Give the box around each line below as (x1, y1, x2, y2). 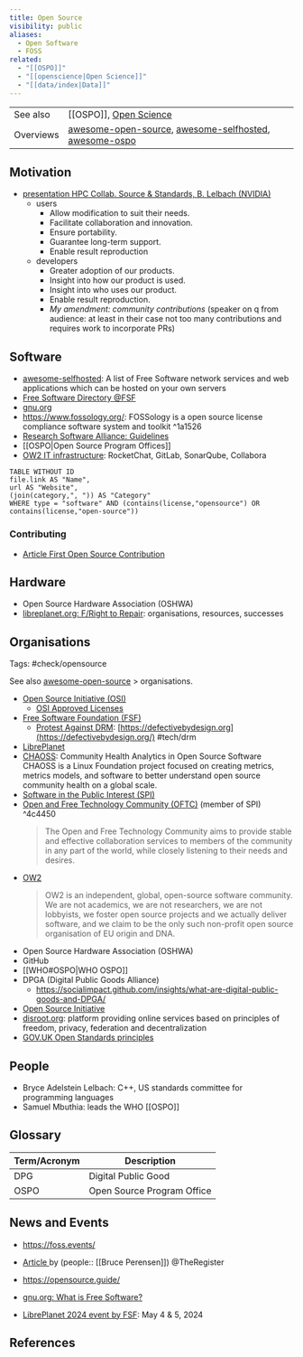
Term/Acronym (14, 1154, 80, 1166)
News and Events (9, 1215, 110, 1231)
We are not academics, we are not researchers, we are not (44, 900, 263, 911)
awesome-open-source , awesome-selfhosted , (67, 123, 271, 136)
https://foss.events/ (22, 1239, 96, 1249)
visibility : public (9, 22, 83, 31)
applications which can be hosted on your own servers (22, 383, 227, 394)
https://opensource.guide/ (22, 1274, 121, 1285)
